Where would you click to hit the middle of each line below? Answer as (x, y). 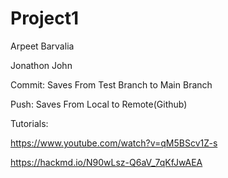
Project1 (45, 18)
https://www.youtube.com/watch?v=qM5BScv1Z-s (114, 143)
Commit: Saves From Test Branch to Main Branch (111, 84)
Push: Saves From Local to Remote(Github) (99, 104)
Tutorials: (29, 123)
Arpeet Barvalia (42, 46)
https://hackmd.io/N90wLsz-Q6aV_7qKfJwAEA (106, 162)
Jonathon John (41, 65)
